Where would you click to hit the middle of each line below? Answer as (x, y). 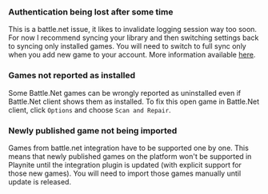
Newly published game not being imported (93, 130)
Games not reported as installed (72, 76)
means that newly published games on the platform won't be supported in (130, 156)
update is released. (40, 181)
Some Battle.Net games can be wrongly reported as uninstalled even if (125, 93)
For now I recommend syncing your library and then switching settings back (134, 38)
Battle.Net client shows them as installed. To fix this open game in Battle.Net (134, 101)
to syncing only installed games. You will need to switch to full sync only (127, 46)
